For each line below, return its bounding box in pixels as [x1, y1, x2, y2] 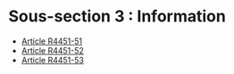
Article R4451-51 [21, 36, 82, 46]
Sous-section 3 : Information [8, 6, 227, 27]
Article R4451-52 [21, 45, 84, 55]
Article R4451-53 [21, 54, 84, 65]
